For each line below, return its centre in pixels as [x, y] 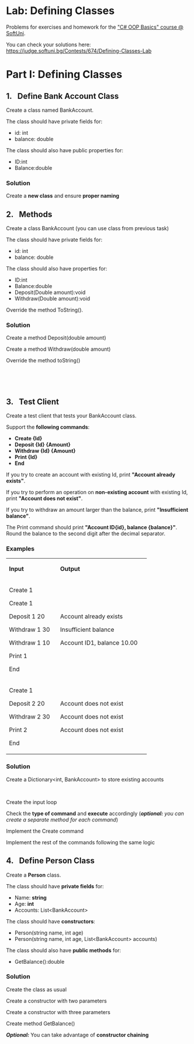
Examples [20, 549]
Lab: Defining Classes [60, 11]
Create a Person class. [34, 875]
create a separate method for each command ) [62, 819]
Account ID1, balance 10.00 [99, 643]
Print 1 [18, 656]
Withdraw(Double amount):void [52, 299]
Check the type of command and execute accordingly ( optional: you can [95, 813]
